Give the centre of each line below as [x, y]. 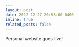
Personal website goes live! [34, 39]
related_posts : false [28, 24]
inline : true [19, 19]
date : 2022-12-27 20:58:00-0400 [39, 15]
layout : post [19, 10]
